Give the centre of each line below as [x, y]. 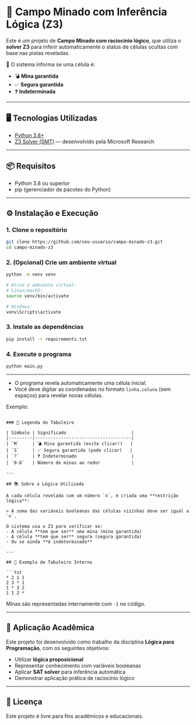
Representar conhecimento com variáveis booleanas [78, 665]
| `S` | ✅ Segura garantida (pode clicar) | [69, 450]
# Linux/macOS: [24, 291]
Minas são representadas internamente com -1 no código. [76, 604]
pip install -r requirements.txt [47, 339]
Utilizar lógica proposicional [49, 659]
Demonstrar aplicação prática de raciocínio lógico [74, 678]
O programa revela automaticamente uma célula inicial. [80, 383]
